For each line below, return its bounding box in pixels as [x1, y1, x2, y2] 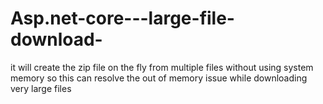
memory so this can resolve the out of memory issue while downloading [10, 72, 308, 84]
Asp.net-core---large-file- [10, 7, 235, 30]
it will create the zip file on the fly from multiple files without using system [10, 61, 314, 73]
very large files [10, 82, 72, 94]
